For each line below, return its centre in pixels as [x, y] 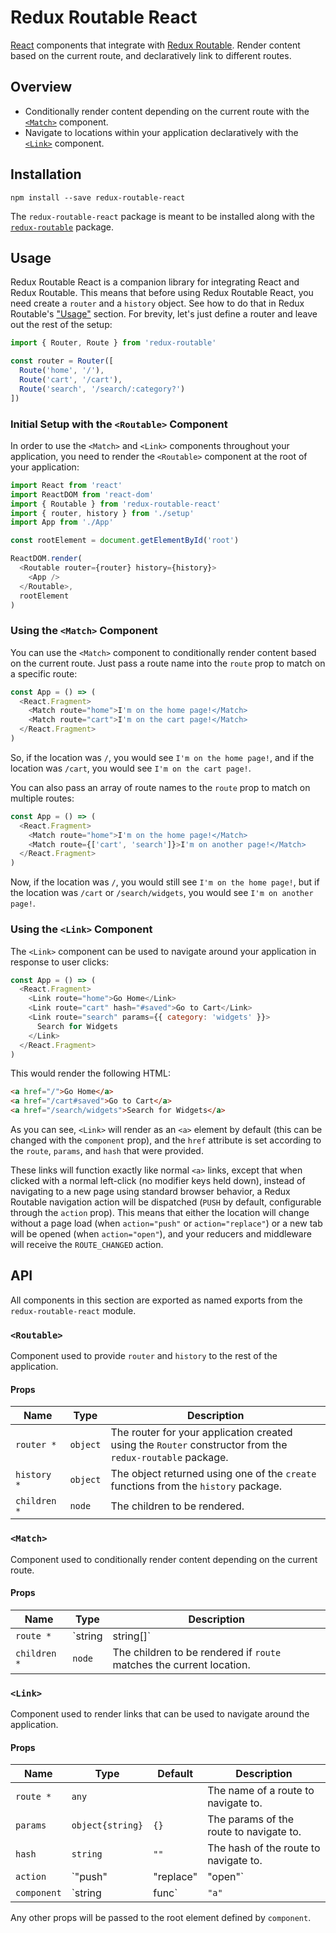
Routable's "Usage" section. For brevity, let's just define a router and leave [164, 314]
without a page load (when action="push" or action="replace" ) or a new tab [166, 1223]
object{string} [107, 1825]
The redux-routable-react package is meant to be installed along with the [162, 216]
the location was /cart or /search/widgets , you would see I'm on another [162, 893]
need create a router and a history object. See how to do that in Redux [157, 303]
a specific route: [44, 673]
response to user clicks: [60, 962]
